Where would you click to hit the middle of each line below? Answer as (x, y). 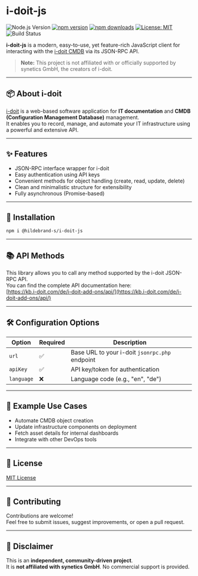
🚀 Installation (31, 217)
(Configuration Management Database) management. (73, 117)
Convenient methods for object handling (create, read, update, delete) (100, 181)
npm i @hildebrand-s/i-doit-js (44, 231)
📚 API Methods (35, 256)
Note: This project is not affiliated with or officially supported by (98, 63)
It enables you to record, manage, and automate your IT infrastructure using (98, 123)
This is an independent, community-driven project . (70, 561)
